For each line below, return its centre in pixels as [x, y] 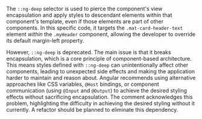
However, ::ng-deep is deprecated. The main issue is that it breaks [89, 52]
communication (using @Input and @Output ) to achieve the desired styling [96, 90]
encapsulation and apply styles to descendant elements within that [89, 15]
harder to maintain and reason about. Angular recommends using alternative [101, 78]
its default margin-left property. [45, 41]
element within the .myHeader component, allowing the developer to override [101, 34]
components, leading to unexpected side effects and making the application [101, 71]
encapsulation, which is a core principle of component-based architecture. [99, 59]
